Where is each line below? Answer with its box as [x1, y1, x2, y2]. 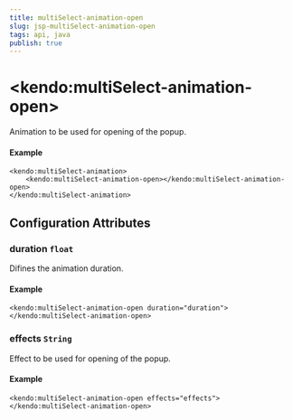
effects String [9, 332, 72, 345]
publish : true [9, 38, 63, 48]
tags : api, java [9, 30, 71, 39]
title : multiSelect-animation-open [9, 13, 144, 23]
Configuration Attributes [9, 215, 151, 230]
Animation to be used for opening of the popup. [9, 126, 187, 137]
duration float [9, 242, 74, 255]
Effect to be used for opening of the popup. [9, 353, 172, 364]
